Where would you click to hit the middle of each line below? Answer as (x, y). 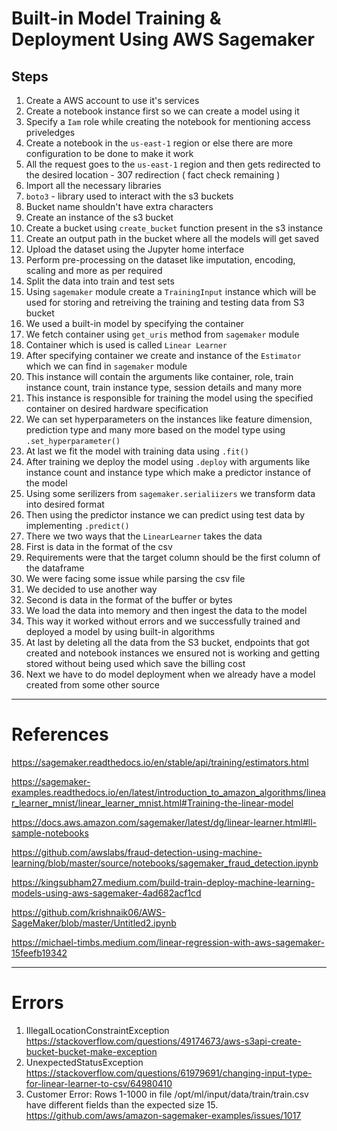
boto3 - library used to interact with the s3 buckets (129, 196)
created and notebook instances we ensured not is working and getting (173, 653)
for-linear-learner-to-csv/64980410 (99, 1083)
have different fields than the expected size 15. (122, 1104)
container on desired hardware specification (117, 408)
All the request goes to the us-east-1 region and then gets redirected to (173, 164)
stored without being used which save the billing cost (135, 663)
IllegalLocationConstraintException (97, 1030)
